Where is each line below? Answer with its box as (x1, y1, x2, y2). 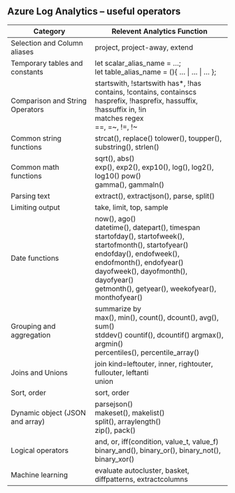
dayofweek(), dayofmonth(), (94, 266, 187, 276)
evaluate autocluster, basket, (94, 465, 190, 475)
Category (33, 26, 66, 36)
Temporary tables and (10, 58, 83, 68)
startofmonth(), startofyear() (94, 240, 189, 250)
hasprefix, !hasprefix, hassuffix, (94, 96, 198, 106)
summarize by (94, 303, 141, 313)
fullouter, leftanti (94, 367, 149, 377)
